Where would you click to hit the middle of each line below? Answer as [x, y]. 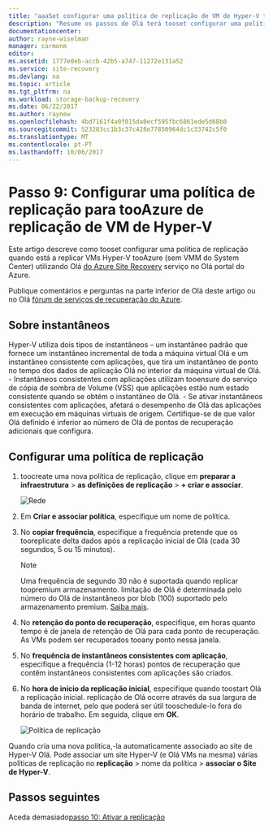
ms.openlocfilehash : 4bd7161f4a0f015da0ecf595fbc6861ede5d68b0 [118, 122]
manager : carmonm [38, 46]
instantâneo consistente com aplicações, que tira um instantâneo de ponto [133, 362]
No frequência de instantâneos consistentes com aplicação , [124, 655]
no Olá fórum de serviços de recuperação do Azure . [95, 300]
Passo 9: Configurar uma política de [132, 192]
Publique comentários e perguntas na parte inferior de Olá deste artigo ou [132, 291]
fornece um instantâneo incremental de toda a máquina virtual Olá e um [128, 354]
